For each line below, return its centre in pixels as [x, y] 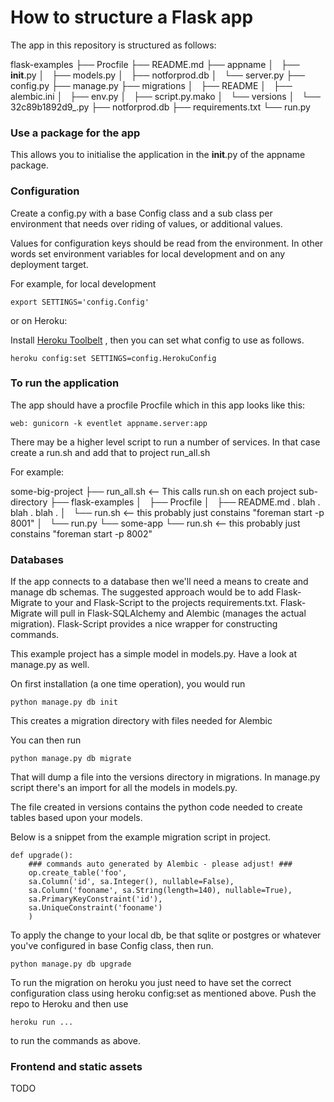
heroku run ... [42, 1022]
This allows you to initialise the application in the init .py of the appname [158, 155]
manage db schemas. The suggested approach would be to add [142, 592]
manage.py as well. [50, 665]
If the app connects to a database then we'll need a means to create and [159, 582]
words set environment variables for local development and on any [148, 253]
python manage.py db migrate [71, 759]
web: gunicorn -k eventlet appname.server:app [109, 423]
